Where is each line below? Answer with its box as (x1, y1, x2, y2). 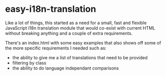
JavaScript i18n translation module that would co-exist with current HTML (5, 25, 156, 31)
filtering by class (12, 60, 47, 66)
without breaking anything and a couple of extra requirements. (5, 30, 133, 36)
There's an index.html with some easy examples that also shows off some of (5, 39, 162, 45)
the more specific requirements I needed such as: (5, 45, 107, 51)
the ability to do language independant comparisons (12, 65, 119, 71)
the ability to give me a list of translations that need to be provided (12, 54, 148, 60)
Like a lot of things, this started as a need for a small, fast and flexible (5, 20, 147, 26)
